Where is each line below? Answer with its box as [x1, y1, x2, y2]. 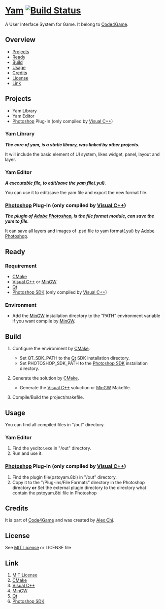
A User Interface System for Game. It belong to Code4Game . [5, 21, 129, 27]
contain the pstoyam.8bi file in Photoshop [12, 489, 97, 496]
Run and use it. [12, 450, 43, 456]
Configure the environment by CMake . [12, 346, 90, 352]
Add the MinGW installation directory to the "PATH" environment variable [12, 313, 161, 319]
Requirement [5, 262, 37, 269]
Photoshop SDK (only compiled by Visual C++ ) [12, 289, 107, 295]
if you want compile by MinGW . [12, 318, 76, 324]
